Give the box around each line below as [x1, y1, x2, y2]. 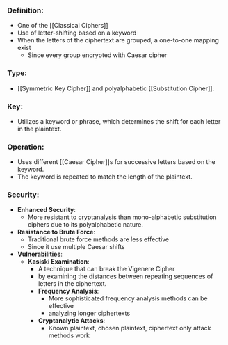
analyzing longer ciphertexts [48, 309, 131, 318]
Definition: [7, 6, 44, 15]
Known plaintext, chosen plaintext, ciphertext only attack [48, 324, 211, 332]
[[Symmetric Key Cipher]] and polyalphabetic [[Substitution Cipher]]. [17, 84, 214, 93]
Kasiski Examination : [27, 257, 90, 266]
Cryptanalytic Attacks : [38, 316, 106, 325]
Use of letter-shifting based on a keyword [17, 29, 137, 37]
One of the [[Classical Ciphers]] [17, 22, 109, 30]
